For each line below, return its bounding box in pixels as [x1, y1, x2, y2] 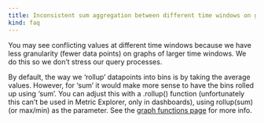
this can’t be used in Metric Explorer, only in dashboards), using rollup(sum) [8, 97, 254, 107]
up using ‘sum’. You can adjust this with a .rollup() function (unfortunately [8, 89, 245, 98]
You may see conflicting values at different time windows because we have [8, 40, 251, 49]
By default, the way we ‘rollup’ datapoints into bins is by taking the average [8, 72, 251, 81]
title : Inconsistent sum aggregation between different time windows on [8, 11, 251, 20]
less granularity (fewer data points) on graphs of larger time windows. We [8, 49, 247, 58]
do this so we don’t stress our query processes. [8, 56, 163, 67]
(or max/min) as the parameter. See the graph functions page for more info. [8, 105, 253, 114]
